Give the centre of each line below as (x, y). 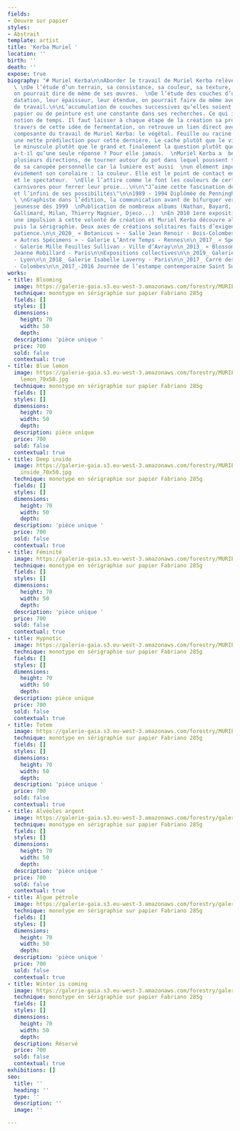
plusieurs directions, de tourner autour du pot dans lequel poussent (121, 160)
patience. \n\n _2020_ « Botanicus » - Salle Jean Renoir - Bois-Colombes (124, 233)
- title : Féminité (35, 552)
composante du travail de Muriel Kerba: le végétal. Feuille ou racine (123, 134)
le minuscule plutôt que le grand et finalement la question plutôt (118, 147)
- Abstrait (24, 34)
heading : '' (32, 1090)
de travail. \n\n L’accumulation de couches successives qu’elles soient (123, 107)
